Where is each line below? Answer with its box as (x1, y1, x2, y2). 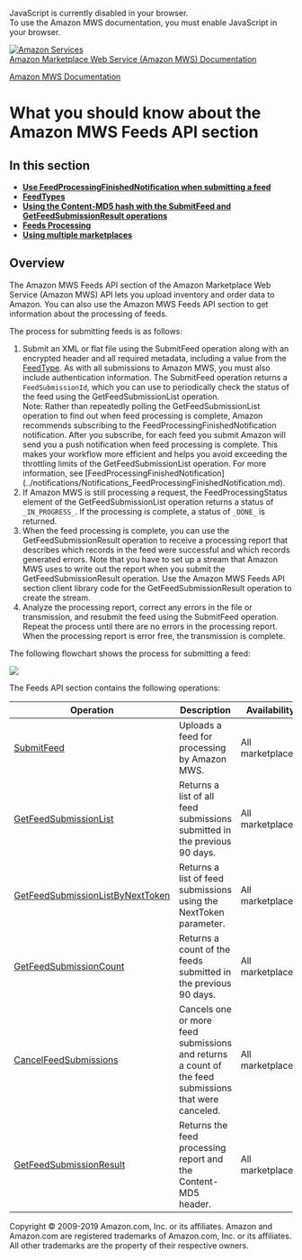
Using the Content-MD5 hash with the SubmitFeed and (22, 201, 232, 211)
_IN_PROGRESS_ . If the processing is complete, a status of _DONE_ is (22, 506, 265, 516)
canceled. (178, 1104, 221, 1117)
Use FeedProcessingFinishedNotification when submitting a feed (22, 182, 271, 192)
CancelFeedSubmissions (13, 1054, 119, 1066)
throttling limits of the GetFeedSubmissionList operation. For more (22, 458, 267, 469)
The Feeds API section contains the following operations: (9, 682, 220, 693)
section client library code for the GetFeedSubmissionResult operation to (22, 582, 292, 593)
